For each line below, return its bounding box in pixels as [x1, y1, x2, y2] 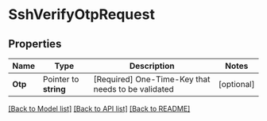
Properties [8, 37, 62, 51]
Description [130, 61, 175, 71]
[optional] [218, 79, 255, 89]
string [42, 84, 66, 94]
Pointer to [42, 74, 79, 85]
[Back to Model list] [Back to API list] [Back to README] [8, 104, 191, 113]
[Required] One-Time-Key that [93, 74, 211, 85]
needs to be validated [93, 84, 175, 94]
